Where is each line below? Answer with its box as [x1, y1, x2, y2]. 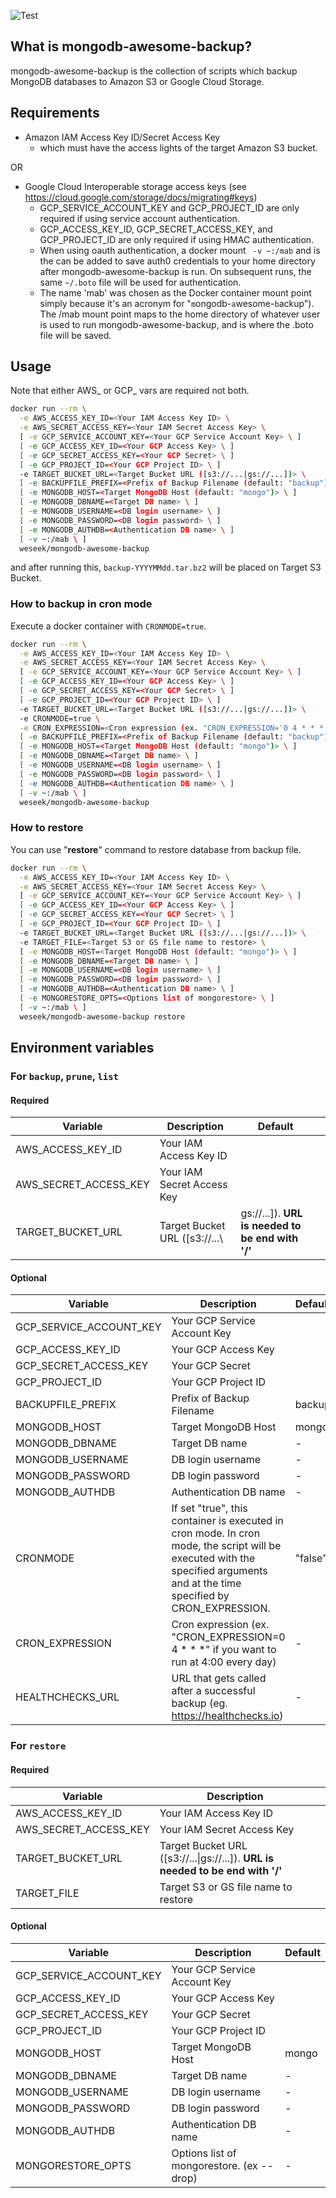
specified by [171, 1589, 230, 1603]
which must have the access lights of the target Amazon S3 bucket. [39, 141, 318, 154]
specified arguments [171, 1564, 268, 1578]
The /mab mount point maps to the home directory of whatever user [39, 308, 321, 320]
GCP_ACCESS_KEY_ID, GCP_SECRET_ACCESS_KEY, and [39, 223, 273, 235]
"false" [294, 1551, 328, 1565]
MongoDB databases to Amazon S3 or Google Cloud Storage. [10, 75, 265, 87]
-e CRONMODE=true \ [19, 713, 101, 724]
